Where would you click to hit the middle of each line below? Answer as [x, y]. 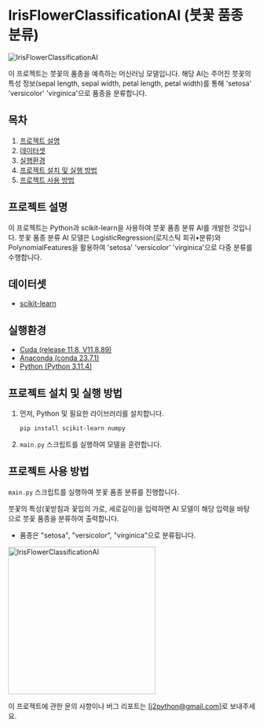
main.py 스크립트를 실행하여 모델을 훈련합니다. [91, 444]
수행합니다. [25, 257]
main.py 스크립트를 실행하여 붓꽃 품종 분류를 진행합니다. [94, 492]
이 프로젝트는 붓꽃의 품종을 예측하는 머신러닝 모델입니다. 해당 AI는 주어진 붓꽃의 [130, 73]
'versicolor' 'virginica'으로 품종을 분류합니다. [78, 93]
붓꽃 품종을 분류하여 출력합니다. [71, 518]
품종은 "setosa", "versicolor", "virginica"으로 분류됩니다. [108, 535]
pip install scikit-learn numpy [72, 428]
